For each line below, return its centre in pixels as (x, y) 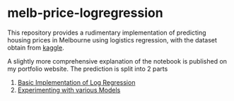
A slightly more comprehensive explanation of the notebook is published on (117, 61)
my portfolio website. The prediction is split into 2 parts (88, 69)
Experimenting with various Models (69, 90)
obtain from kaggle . (36, 47)
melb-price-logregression (86, 13)
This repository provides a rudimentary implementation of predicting (107, 32)
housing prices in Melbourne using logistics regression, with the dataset (112, 40)
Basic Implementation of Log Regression (76, 82)
